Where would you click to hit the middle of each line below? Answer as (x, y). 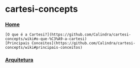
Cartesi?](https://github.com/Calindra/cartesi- (80, 35)
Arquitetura (19, 60)
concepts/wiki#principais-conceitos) (44, 48)
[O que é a (16, 35)
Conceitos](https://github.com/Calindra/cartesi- (83, 43)
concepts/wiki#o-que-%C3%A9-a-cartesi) (46, 39)
